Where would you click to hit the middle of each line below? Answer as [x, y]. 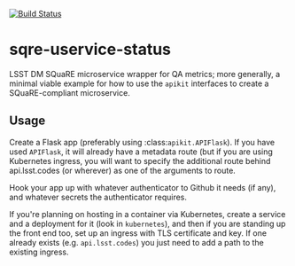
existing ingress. [39, 252]
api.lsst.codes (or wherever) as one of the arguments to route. [123, 170]
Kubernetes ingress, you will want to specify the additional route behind [140, 160]
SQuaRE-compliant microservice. [70, 92]
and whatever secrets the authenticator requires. [98, 197]
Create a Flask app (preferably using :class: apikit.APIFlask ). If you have [142, 142]
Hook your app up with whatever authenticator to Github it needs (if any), [143, 187]
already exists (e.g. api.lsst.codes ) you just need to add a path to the [136, 242]
